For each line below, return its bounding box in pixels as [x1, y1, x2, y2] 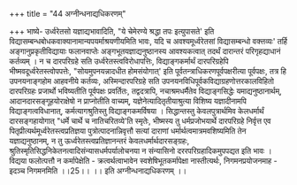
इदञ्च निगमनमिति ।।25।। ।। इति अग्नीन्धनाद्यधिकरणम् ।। [9, 166, 187, 176]
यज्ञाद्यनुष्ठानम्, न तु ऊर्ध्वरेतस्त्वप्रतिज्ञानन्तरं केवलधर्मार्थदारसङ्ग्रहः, [9, 135, 190, 146]
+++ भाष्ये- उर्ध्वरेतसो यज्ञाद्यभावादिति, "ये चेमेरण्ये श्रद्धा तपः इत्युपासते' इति [9, 27, 215, 36]
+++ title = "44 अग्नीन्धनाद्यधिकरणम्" [9, 9, 126, 19]
